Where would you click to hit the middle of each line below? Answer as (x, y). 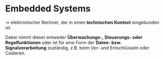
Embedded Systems (48, 9)
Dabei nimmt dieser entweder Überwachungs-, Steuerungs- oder (74, 37)
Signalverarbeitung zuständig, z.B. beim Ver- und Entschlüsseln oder (77, 48)
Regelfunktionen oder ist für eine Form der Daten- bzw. (63, 42)
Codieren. (16, 53)
